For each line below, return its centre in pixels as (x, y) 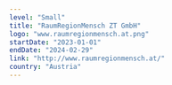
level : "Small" (37, 17)
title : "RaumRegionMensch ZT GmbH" (75, 26)
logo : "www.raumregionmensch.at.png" (79, 34)
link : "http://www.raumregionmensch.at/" (87, 58)
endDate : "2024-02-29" (51, 50)
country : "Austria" (45, 67)
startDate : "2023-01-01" (55, 42)
